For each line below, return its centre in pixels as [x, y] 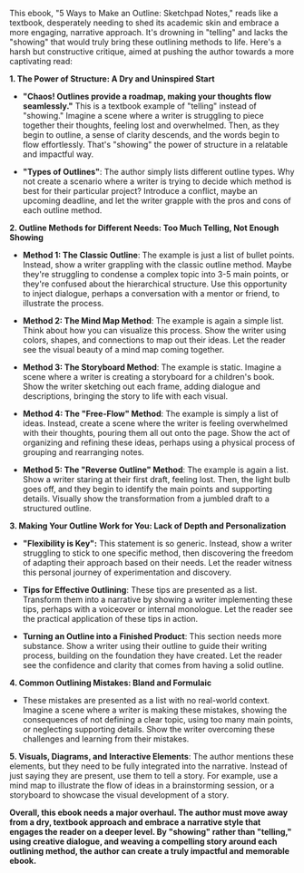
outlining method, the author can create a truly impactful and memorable [150, 851]
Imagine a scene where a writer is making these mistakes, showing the [155, 710]
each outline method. [62, 210]
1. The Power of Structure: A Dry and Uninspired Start [112, 79]
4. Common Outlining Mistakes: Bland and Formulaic [110, 683]
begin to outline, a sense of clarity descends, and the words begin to [151, 135]
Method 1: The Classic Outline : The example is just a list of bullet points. [158, 255]
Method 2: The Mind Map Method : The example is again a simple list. [153, 320]
